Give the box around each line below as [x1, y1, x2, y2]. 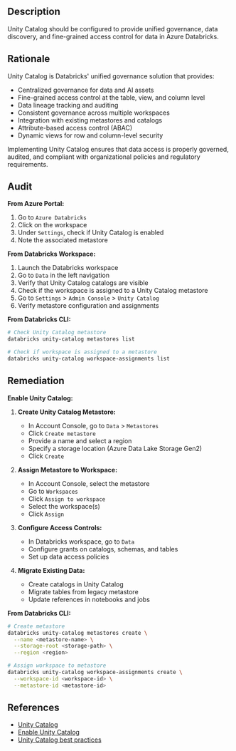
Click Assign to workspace [28, 494, 106, 503]
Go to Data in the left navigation [17, 271, 110, 280]
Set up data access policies [28, 552, 109, 561]
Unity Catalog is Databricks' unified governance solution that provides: [7, 71, 215, 81]
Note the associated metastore [17, 236, 109, 244]
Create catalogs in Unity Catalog [28, 580, 124, 589]
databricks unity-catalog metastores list [7, 336, 135, 343]
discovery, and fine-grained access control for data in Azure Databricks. [7, 32, 219, 41]
